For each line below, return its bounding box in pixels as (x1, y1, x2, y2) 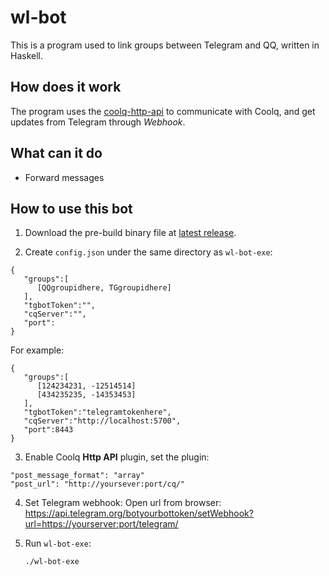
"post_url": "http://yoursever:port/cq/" (10, 479, 186, 490)
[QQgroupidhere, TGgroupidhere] (36, 283, 172, 293)
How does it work (10, 79, 122, 96)
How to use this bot (10, 200, 133, 217)
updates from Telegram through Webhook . (10, 116, 186, 128)
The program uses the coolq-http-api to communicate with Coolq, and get (10, 105, 316, 117)
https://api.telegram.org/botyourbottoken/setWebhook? (24, 507, 254, 520)
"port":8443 (23, 425, 74, 435)
